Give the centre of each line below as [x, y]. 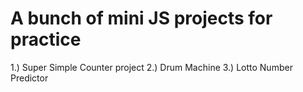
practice [46, 39]
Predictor [29, 78]
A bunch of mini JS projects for [141, 18]
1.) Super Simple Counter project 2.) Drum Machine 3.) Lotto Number [151, 67]
